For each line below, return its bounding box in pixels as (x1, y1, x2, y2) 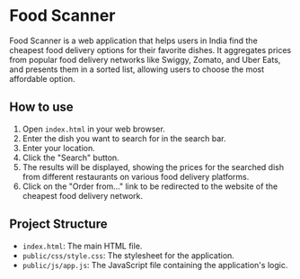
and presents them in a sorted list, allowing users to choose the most (9, 64, 265, 75)
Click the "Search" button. (22, 152, 119, 163)
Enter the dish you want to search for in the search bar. (22, 132, 226, 144)
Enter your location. (22, 142, 96, 153)
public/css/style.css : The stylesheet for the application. (22, 249, 235, 261)
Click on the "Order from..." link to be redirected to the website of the (22, 181, 278, 192)
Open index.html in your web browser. (22, 123, 166, 134)
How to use (9, 100, 74, 115)
